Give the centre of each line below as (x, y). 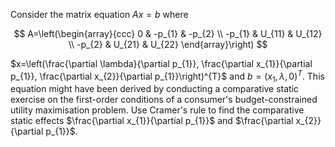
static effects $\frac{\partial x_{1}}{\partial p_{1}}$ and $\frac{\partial (152, 121)
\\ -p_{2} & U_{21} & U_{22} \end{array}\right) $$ (168, 44)
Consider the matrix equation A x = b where (99, 14)
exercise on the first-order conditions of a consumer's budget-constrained (164, 100)
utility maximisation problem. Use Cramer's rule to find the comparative (157, 110)
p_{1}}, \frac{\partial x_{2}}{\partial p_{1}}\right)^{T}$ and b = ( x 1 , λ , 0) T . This (167, 76)
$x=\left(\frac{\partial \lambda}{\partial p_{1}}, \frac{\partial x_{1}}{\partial (161, 63)
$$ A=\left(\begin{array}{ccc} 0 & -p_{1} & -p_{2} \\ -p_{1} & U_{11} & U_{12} (168, 33)
